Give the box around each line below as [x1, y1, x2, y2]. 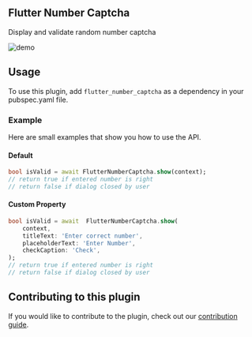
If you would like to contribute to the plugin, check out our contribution [8, 311, 239, 320]
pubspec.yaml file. [8, 95, 69, 104]
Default [8, 150, 33, 160]
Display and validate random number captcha [8, 27, 156, 36]
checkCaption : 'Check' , [22, 246, 101, 255]
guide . [8, 320, 29, 329]
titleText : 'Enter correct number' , [22, 232, 144, 240]
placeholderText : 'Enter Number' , [22, 239, 136, 247]
